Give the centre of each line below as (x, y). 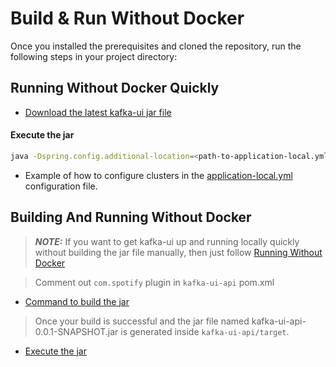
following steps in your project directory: (94, 56)
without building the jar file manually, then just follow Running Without (178, 252)
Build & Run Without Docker (127, 18)
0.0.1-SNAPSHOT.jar (76, 331)
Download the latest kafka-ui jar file (98, 112)
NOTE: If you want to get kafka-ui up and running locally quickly (167, 241)
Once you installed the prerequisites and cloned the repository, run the (156, 46)
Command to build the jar (77, 301)
